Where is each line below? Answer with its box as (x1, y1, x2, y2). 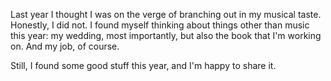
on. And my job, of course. (10, 40, 120, 52)
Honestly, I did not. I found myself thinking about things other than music (10, 19, 310, 31)
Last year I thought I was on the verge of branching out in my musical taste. (10, 9, 322, 20)
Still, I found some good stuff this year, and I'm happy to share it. (10, 60, 277, 71)
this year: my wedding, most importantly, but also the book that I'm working (10, 30, 322, 41)
